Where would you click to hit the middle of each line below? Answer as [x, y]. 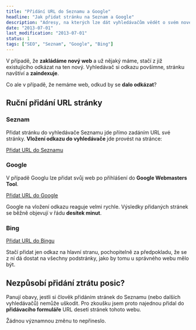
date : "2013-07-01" [30, 28]
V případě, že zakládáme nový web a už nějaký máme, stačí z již [84, 61]
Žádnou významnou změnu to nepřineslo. [56, 321]
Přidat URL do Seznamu [35, 150]
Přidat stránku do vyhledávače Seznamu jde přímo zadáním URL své [88, 132]
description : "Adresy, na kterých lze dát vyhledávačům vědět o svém [92, 22]
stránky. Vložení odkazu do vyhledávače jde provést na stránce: [84, 139]
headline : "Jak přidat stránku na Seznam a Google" [70, 17]
